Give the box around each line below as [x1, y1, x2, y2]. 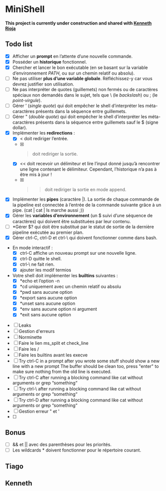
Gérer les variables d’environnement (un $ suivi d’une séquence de [12, 213, 153, 219]
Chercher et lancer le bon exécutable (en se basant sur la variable [12, 64, 148, 71]
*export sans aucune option [19, 295, 77, 301]
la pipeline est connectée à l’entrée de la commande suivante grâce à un [12, 202, 162, 208]
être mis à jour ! [19, 172, 52, 178]
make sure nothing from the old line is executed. [12, 369, 112, 375]
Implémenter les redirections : [12, 130, 75, 136]
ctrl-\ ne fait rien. [19, 261, 55, 267]
